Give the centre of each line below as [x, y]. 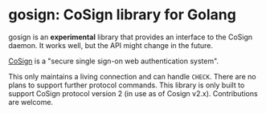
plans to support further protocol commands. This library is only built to [127, 85]
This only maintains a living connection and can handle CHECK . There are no [132, 76]
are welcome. [31, 102]
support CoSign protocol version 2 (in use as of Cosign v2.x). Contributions [133, 93]
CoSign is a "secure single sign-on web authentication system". [114, 61]
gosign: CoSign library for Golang [123, 15]
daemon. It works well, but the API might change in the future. [111, 45]
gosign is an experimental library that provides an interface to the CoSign [131, 37]
